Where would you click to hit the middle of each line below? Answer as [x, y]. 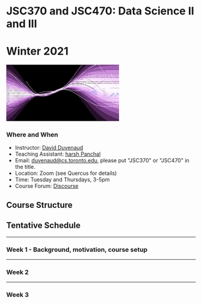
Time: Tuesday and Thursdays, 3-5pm [62, 180]
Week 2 [17, 272]
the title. [25, 167]
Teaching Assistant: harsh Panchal [58, 154]
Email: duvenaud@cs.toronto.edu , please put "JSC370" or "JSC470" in [102, 161]
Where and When [32, 135]
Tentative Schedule [44, 226]
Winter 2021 [37, 51]
